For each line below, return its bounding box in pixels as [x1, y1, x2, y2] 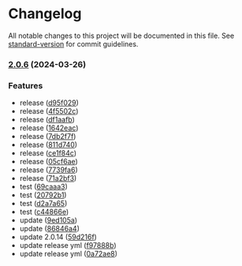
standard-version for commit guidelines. [8, 39, 139, 48]
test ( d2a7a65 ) [19, 199, 68, 208]
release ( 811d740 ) [19, 140, 77, 150]
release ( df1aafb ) [19, 115, 75, 125]
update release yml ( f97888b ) [19, 241, 117, 250]
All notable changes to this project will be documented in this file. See [8, 31, 235, 40]
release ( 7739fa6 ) [19, 165, 78, 174]
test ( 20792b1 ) [19, 190, 67, 200]
